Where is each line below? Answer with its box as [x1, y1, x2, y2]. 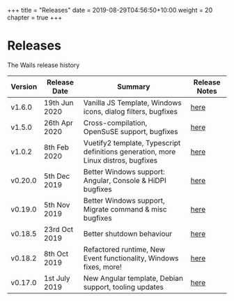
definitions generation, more [83, 147, 176, 156]
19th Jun [44, 98, 74, 108]
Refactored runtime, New [83, 244, 166, 254]
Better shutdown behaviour [83, 228, 173, 238]
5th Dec [44, 171, 70, 181]
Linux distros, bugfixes [83, 155, 158, 165]
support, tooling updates [83, 282, 164, 292]
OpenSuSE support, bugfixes [83, 126, 179, 136]
